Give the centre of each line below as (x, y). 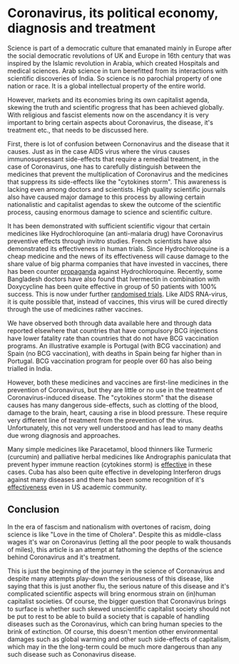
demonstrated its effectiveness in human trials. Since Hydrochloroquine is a (118, 248)
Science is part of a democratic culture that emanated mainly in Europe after (119, 48)
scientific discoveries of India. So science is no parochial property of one (115, 78)
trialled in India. (30, 368)
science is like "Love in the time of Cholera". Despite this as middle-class (115, 534)
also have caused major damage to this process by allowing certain (106, 197)
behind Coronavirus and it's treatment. (64, 557)
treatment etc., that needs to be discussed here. (78, 130)
